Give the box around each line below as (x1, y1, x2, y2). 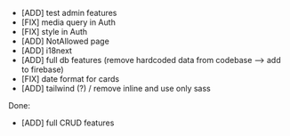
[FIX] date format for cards (20, 74, 120, 84)
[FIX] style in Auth (20, 27, 88, 36)
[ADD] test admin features (20, 8, 117, 18)
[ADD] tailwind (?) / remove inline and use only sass (20, 84, 211, 93)
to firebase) (20, 64, 64, 75)
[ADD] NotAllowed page (20, 36, 110, 46)
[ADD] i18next (20, 45, 73, 56)
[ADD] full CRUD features (20, 117, 115, 128)
